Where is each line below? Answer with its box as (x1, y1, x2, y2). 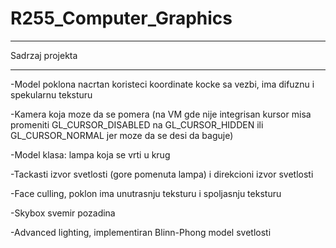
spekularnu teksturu (10, 88, 93, 101)
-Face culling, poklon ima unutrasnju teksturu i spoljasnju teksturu (10, 187, 282, 199)
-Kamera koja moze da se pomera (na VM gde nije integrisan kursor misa (10, 108, 312, 120)
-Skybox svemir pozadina (10, 207, 116, 219)
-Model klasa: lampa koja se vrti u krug (10, 148, 171, 161)
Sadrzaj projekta (10, 49, 78, 61)
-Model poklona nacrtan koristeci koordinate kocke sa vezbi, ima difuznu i (10, 78, 315, 90)
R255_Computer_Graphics (10, 7, 233, 30)
